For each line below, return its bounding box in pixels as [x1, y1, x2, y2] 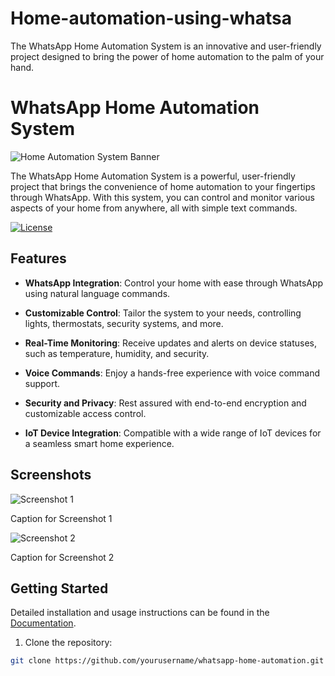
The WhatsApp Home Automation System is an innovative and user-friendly [10, 40, 322, 52]
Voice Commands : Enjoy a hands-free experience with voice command [24, 367, 321, 379]
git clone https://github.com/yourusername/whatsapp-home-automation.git [10, 656, 325, 666]
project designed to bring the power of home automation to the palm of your [10, 50, 325, 62]
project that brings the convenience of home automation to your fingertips [10, 180, 316, 192]
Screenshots [10, 467, 92, 484]
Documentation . [10, 617, 77, 629]
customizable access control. [24, 407, 147, 419]
